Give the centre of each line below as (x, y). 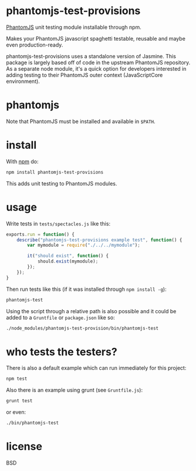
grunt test (19, 401)
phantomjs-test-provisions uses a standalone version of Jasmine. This (91, 56)
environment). (23, 81)
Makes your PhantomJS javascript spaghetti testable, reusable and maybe (96, 38)
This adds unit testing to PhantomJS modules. (62, 183)
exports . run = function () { (40, 234)
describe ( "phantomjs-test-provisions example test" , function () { (99, 240)
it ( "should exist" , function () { (68, 256)
